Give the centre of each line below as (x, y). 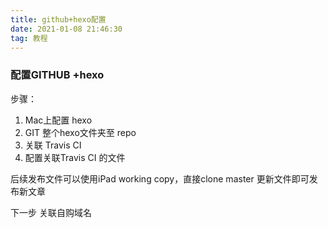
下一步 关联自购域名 (51, 212)
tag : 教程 (29, 38)
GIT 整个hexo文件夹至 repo (80, 132)
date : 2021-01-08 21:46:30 (66, 29)
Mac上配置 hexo (58, 120)
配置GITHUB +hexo (57, 75)
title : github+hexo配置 (58, 19)
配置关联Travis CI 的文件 (75, 157)
